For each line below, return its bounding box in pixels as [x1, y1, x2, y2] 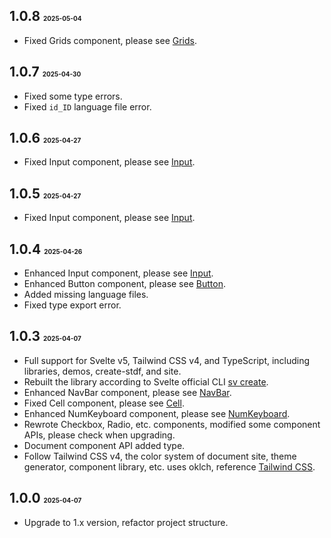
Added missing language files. [23, 289, 149, 301]
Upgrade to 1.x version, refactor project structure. [23, 516, 229, 528]
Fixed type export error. [23, 299, 122, 311]
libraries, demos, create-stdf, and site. [23, 365, 182, 377]
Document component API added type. [23, 439, 186, 451]
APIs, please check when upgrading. [23, 429, 176, 441]
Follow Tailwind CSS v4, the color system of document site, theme [23, 450, 297, 462]
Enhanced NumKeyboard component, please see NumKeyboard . [23, 407, 291, 419]
